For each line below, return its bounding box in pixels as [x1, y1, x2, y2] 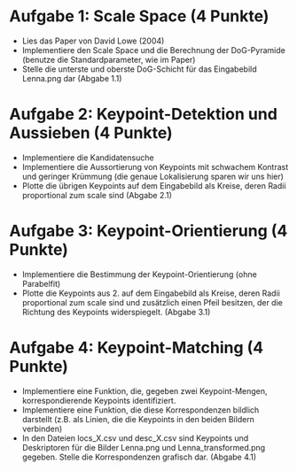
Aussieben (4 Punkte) [9, 123, 173, 143]
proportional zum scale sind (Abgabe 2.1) [21, 189, 173, 200]
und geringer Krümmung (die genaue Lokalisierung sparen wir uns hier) [21, 171, 284, 181]
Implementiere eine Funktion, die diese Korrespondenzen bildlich [21, 405, 260, 415]
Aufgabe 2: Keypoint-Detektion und [9, 104, 277, 125]
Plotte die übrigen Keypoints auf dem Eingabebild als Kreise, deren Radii [21, 180, 286, 191]
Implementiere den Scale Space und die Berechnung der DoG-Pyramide [21, 44, 285, 55]
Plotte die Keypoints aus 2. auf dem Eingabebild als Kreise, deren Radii [21, 288, 281, 298]
